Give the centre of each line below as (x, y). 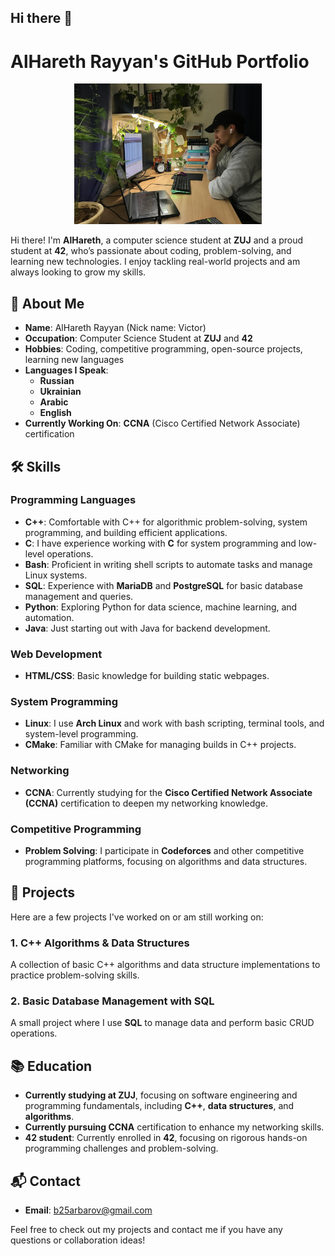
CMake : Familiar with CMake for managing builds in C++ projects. (160, 745)
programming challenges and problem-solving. (121, 1148)
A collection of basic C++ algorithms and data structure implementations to (165, 965)
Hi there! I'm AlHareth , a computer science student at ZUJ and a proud (157, 240)
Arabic (54, 402)
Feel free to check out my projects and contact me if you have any (146, 1230)
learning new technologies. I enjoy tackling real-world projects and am (155, 262)
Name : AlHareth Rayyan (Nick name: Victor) (115, 328)
